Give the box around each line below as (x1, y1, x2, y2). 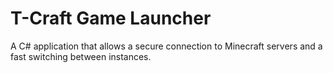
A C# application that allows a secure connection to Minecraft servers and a (10, 40, 323, 52)
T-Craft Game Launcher (10, 7, 212, 30)
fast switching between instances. (10, 50, 152, 62)
